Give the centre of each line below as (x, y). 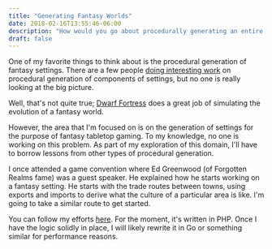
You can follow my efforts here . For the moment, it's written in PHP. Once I (133, 219)
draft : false (30, 39)
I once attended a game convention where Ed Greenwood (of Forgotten (128, 169)
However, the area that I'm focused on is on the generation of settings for (131, 127)
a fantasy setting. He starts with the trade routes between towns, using (127, 187)
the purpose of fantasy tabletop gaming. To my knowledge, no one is (124, 136)
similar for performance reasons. (63, 237)
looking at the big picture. (51, 88)
